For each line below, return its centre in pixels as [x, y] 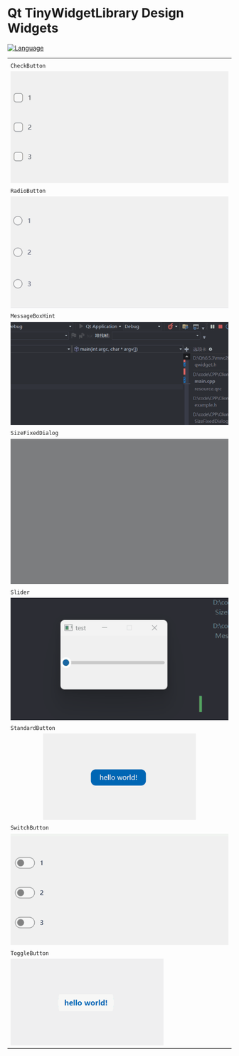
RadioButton [28, 191]
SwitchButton [30, 828]
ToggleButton [30, 953]
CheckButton [28, 66]
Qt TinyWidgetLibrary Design [96, 13]
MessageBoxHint [33, 316]
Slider [20, 592]
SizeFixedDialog [34, 433]
